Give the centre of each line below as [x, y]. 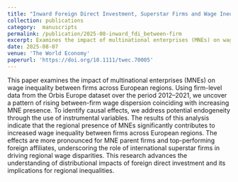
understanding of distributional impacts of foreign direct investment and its [117, 163]
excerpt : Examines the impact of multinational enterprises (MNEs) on [114, 40]
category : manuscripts [42, 27]
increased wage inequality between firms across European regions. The [112, 132]
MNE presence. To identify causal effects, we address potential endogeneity [119, 110]
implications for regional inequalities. [61, 170]
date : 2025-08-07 [33, 47]
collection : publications [45, 21]
